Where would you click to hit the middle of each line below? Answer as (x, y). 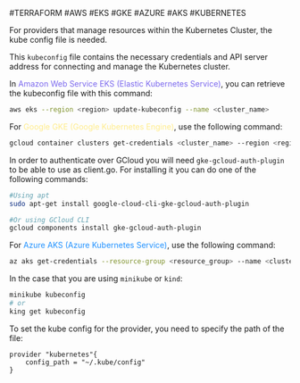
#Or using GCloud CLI (50, 220)
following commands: (49, 179)
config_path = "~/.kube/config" (85, 362)
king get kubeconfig (48, 312)
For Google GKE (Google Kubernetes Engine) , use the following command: (146, 126)
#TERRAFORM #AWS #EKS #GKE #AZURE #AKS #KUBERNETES (128, 13)
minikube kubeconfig (48, 295)
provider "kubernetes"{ (54, 354)
